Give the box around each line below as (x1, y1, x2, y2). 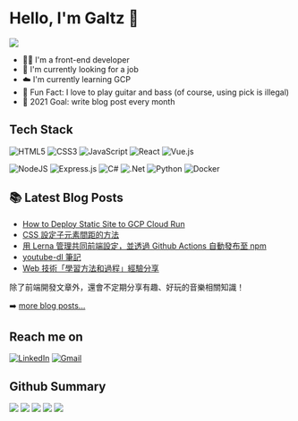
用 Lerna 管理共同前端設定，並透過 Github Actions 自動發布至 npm (21, 240, 267, 251)
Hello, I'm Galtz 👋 (9, 8, 140, 29)
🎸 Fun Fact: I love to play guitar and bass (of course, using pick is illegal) (21, 87, 289, 97)
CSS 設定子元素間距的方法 (21, 229, 119, 240)
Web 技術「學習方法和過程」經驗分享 (21, 263, 159, 274)
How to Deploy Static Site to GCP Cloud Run (21, 218, 185, 229)
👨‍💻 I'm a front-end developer (21, 54, 130, 65)
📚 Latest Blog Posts (9, 190, 123, 206)
